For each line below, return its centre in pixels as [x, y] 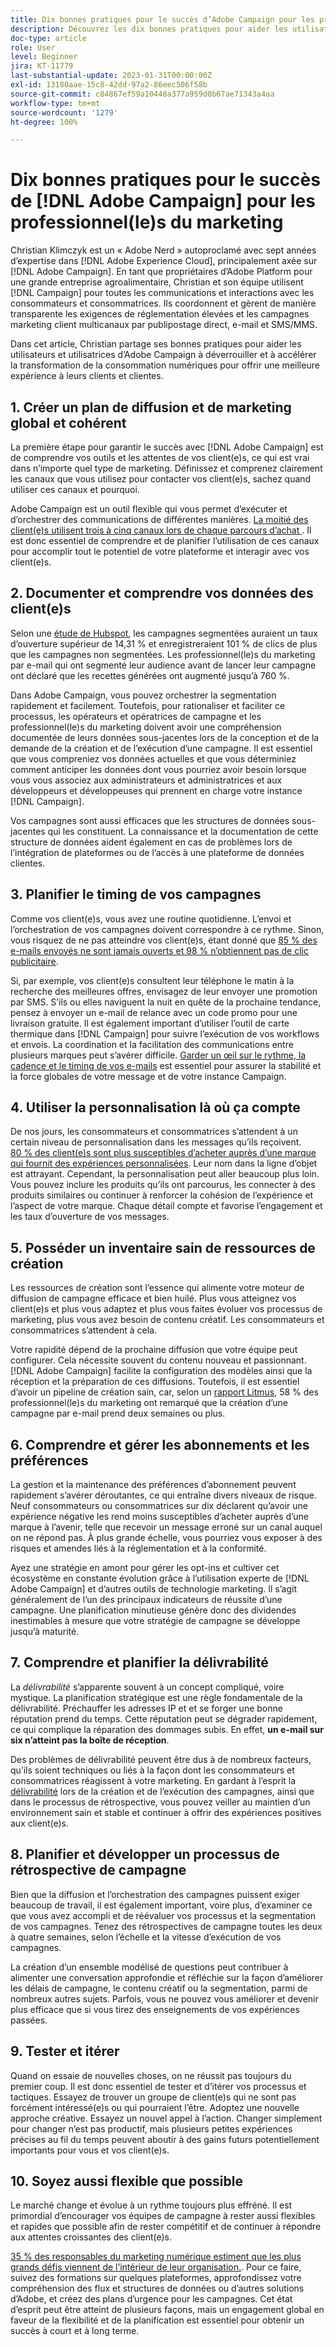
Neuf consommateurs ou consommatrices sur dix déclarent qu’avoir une [159, 1506]
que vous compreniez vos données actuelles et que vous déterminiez [153, 758]
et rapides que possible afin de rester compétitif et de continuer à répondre [166, 2227]
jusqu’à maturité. [45, 1632]
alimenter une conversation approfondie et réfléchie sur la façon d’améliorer [167, 1977]
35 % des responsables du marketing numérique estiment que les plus [156, 2257]
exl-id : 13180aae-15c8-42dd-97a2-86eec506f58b [109, 85]
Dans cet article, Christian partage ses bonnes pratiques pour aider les [156, 344]
